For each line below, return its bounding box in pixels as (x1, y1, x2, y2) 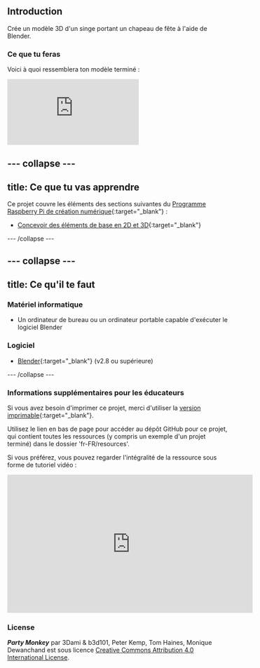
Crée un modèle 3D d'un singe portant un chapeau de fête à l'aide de (7, 24, 208, 32)
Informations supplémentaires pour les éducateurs (7, 387, 184, 397)
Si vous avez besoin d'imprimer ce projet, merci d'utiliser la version (7, 403, 201, 412)
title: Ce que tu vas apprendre (7, 181, 140, 193)
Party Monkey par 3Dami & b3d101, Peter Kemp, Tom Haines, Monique (7, 639, 212, 647)
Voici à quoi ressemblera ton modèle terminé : (7, 65, 140, 74)
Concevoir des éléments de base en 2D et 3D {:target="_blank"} (17, 221, 202, 229)
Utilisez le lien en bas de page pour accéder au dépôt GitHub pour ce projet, (7, 425, 228, 433)
